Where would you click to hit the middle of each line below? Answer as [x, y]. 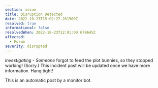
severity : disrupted [26, 46]
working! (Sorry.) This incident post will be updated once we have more [78, 65]
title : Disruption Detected [34, 14]
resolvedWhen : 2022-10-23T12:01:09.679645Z [50, 32]
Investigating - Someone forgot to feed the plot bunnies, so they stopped [79, 60]
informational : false [27, 28]
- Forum [17, 42]
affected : [15, 37]
